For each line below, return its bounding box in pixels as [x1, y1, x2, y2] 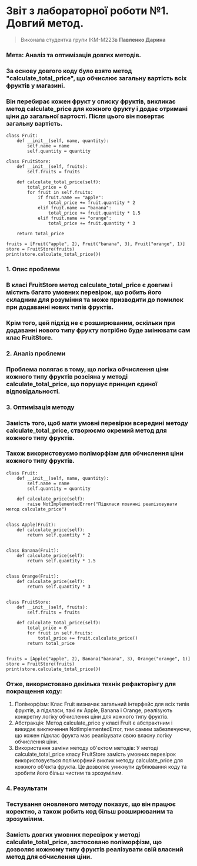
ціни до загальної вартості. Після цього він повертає [6, 112, 165, 120]
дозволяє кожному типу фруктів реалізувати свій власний [6, 845, 183, 853]
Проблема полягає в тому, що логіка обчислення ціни [6, 365, 169, 373]
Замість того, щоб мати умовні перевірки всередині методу [6, 419, 188, 427]
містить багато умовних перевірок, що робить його [6, 288, 162, 296]
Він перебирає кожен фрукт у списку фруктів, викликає [6, 97, 176, 106]
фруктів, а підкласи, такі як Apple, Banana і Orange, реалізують [14, 707, 173, 714]
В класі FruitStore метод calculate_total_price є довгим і [6, 281, 173, 289]
